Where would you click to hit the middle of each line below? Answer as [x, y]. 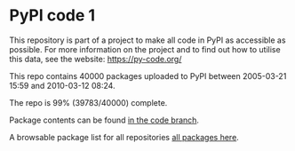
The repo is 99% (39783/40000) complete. [88, 102]
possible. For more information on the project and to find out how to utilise [145, 49]
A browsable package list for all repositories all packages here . [124, 137]
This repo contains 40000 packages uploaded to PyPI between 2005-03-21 [148, 75]
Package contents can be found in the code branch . [104, 120]
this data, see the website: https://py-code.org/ [96, 59]
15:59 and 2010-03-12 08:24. [62, 85]
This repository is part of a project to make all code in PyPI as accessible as [147, 40]
